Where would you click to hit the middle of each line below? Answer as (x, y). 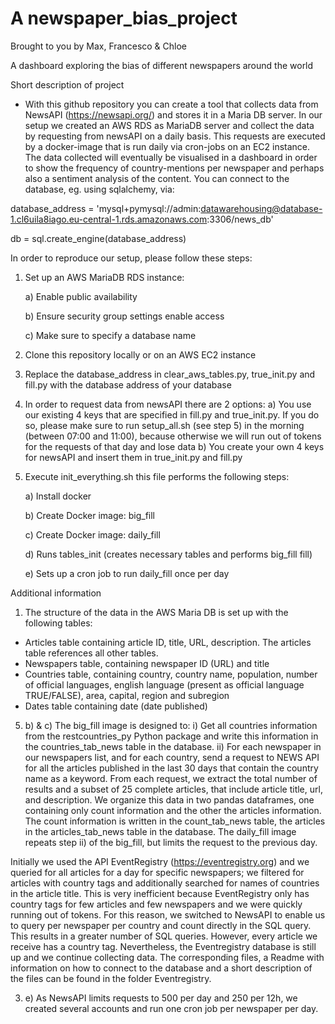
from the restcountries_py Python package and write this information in (171, 736)
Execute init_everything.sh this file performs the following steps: (157, 476)
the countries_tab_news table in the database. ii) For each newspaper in (173, 746)
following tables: (58, 623)
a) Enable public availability (81, 296)
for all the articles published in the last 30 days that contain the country (171, 768)
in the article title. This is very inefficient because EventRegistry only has (160, 893)
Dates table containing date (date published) (116, 706)
